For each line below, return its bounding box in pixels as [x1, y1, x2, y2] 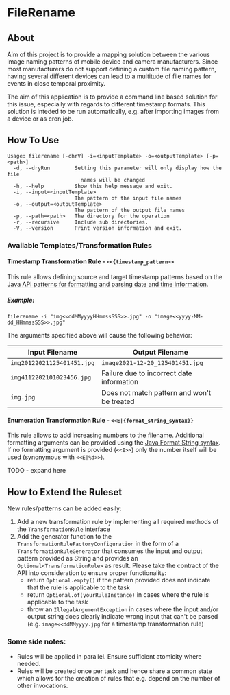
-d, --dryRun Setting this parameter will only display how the [13, 165, 222, 172]
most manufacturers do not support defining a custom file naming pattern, [7, 65, 217, 73]
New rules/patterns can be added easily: [7, 504, 122, 513]
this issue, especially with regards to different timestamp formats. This [7, 100, 205, 108]
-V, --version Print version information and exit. [13, 224, 183, 231]
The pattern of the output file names [74, 207, 186, 213]
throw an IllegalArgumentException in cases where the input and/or [27, 605, 219, 613]
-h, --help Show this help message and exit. [13, 182, 173, 189]
